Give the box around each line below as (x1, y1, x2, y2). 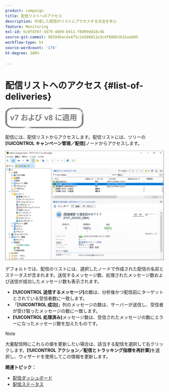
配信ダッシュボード (12, 375, 53, 381)
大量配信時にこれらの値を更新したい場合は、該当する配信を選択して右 (5, 341, 151, 347)
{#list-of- (104, 80, 144, 91)
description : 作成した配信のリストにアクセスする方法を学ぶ (5, 19, 117, 24)
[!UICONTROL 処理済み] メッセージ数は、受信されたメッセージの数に (12, 315, 155, 321)
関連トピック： (5, 364, 36, 370)
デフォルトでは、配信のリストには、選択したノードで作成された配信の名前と (5, 266, 164, 272)
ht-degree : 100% (5, 50, 39, 55)
